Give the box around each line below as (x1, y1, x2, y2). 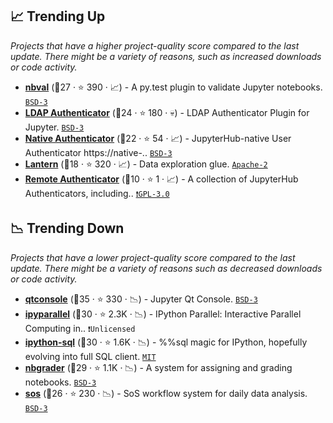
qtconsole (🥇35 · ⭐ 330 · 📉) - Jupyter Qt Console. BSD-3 (24, 293, 258, 305)
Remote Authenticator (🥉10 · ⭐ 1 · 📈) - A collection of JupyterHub (24, 173, 299, 185)
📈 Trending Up (10, 8, 106, 25)
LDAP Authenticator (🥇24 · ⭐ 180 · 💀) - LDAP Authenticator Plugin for (24, 106, 310, 118)
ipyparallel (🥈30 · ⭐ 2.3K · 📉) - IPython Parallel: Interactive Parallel (24, 308, 302, 320)
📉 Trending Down (10, 220, 125, 237)
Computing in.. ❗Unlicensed (24, 322, 136, 334)
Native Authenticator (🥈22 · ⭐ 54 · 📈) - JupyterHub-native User (24, 132, 292, 144)
